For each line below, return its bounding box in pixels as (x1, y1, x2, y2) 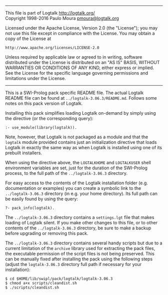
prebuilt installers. (5, 150, 42, 156)
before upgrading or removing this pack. (5, 230, 88, 236)
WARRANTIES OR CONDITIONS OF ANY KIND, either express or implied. (5, 65, 154, 71)
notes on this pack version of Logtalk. (5, 101, 83, 106)
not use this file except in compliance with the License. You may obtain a (5, 31, 155, 36)
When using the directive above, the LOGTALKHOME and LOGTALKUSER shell (5, 160, 151, 165)
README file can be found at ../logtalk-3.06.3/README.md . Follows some (5, 95, 157, 101)
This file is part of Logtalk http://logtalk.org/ (5, 10, 95, 16)
